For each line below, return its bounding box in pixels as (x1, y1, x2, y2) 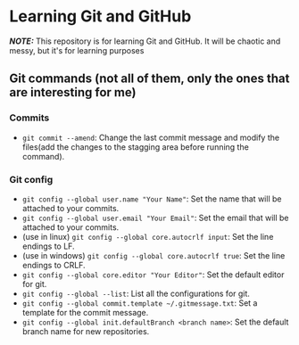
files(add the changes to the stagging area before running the (21, 141, 250, 152)
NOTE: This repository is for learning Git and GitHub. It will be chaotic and (9, 36, 281, 46)
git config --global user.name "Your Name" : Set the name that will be (21, 193, 282, 204)
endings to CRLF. (21, 259, 87, 270)
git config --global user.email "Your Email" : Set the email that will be (21, 212, 289, 223)
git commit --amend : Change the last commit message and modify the (21, 132, 279, 143)
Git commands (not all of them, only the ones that (9, 71, 290, 86)
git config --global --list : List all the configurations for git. (21, 288, 250, 299)
